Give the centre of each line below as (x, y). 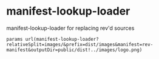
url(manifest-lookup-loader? (62, 39)
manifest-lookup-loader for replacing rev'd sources (70, 28)
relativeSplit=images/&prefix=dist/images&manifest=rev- (80, 44)
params (15, 39)
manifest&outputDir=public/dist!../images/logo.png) (74, 50)
